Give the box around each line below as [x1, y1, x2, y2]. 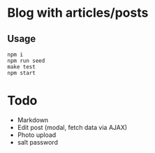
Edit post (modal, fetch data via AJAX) [17, 123, 128, 131]
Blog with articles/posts [7, 5, 149, 21]
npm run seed [7, 57, 45, 64]
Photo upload [17, 131, 57, 139]
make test [7, 64, 36, 71]
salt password [17, 138, 58, 146]
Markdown [17, 115, 49, 124]
